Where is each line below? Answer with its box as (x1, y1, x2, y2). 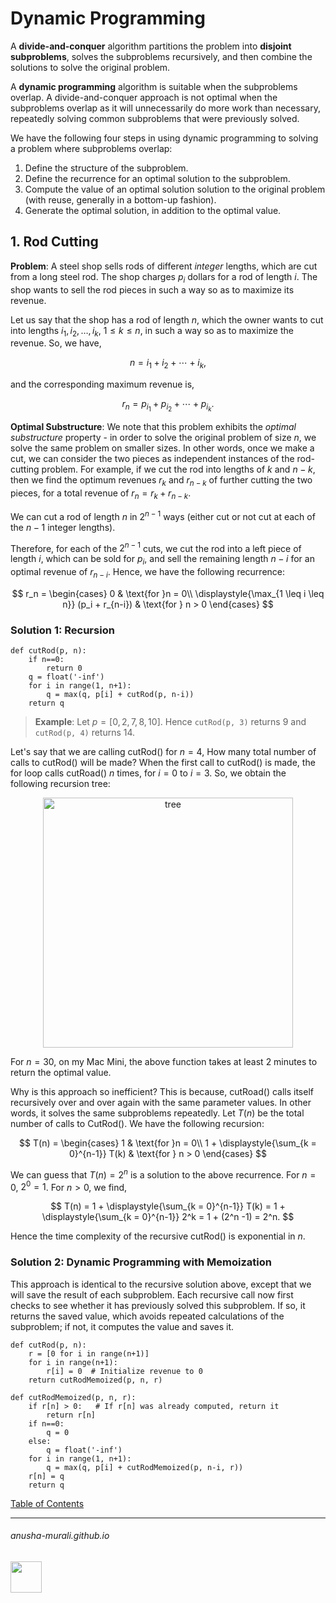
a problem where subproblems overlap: (10, 142, 173, 154)
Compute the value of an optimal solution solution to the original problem (24, 183, 326, 195)
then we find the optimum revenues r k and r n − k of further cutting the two (10, 474, 313, 489)
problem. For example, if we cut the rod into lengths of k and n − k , (41, 463, 316, 476)
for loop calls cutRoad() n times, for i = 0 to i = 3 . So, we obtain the (10, 767, 287, 779)
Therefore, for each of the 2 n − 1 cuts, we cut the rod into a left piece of (10, 540, 302, 554)
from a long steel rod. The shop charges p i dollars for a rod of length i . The (10, 270, 318, 285)
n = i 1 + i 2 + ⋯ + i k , (129, 357, 207, 371)
